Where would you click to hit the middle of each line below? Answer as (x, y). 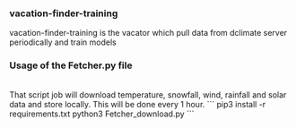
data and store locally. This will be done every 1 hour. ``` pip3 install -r (138, 104)
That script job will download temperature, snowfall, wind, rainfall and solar (148, 94)
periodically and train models (63, 42)
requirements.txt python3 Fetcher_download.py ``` (102, 114)
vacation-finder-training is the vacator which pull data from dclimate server (148, 33)
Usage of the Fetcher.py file (71, 65)
